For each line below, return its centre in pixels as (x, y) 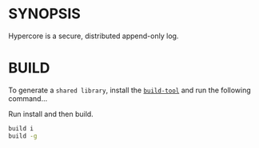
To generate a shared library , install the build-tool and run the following (130, 90)
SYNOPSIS (45, 14)
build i (21, 128)
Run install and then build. (51, 114)
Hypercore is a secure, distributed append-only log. (94, 36)
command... (28, 98)
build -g (23, 136)
